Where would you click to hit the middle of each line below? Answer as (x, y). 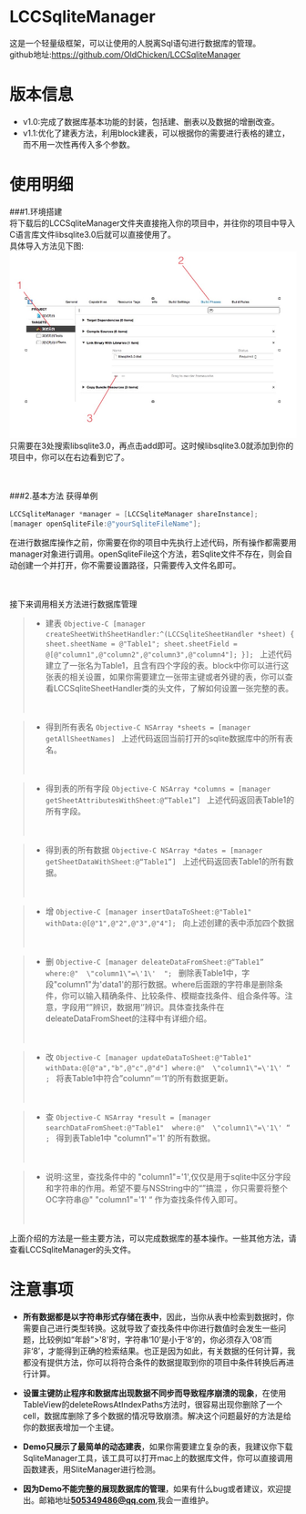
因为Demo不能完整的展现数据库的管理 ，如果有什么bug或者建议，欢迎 (153, 1488)
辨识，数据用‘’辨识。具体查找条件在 (158, 1007)
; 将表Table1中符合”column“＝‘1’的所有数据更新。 (139, 1078)
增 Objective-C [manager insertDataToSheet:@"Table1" (148, 911)
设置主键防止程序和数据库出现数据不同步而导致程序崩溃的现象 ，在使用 (154, 1393)
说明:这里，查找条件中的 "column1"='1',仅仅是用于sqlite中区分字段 (168, 1176)
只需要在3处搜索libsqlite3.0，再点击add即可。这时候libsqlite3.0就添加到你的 (152, 445)
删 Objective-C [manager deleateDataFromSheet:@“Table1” (154, 961)
